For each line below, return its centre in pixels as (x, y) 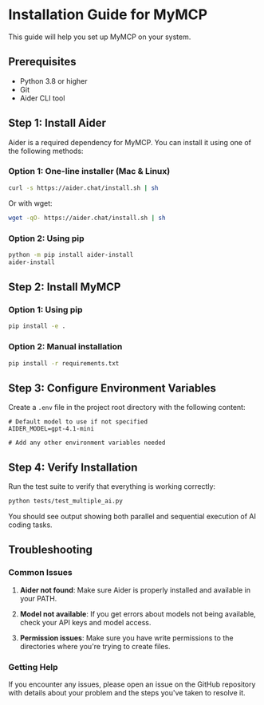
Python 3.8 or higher (53, 81)
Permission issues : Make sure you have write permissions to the (126, 638)
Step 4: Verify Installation (73, 467)
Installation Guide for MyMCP (108, 15)
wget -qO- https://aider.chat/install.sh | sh (87, 218)
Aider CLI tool (42, 98)
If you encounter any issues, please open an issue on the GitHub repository (132, 684)
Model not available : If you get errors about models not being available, (138, 614)
